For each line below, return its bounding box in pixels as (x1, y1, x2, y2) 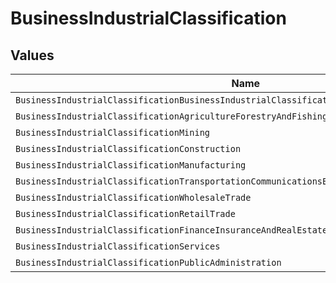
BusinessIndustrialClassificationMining (15, 127, 210, 138)
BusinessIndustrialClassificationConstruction (15, 143, 242, 154)
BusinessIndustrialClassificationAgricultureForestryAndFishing (15, 111, 328, 122)
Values (10, 47, 55, 64)
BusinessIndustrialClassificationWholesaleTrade (15, 192, 252, 203)
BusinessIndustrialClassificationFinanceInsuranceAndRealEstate (15, 225, 328, 236)
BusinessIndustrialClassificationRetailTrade (15, 208, 236, 219)
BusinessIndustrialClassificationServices (15, 241, 221, 252)
